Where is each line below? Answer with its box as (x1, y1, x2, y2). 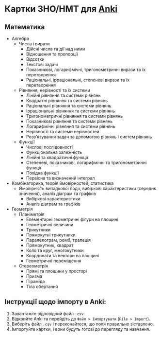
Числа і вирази (18, 41, 50, 47)
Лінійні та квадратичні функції (26, 155, 88, 160)
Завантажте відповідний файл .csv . (11, 310, 85, 317)
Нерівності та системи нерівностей (26, 129, 100, 134)
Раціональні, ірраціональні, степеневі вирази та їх (26, 77, 129, 83)
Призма (26, 273, 43, 279)
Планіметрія (18, 212, 45, 217)
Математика (4, 23, 45, 31)
